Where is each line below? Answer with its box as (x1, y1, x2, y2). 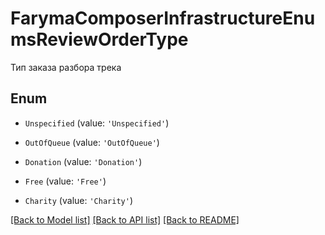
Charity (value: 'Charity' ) (24, 194, 133, 206)
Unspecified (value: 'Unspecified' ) (24, 117, 170, 129)
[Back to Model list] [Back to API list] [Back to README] (10, 213, 240, 226)
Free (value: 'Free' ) (24, 175, 107, 187)
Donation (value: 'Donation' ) (24, 155, 143, 167)
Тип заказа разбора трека (10, 61, 122, 73)
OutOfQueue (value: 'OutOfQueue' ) (24, 136, 160, 148)
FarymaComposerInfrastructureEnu (10, 7, 316, 30)
